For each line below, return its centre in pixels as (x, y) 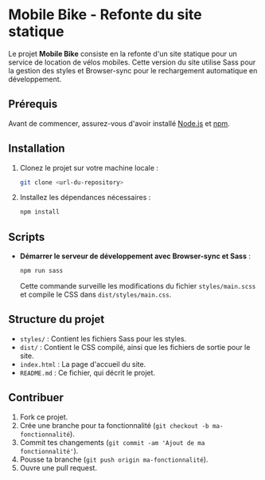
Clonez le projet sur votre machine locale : (89, 167)
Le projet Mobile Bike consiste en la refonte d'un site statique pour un (123, 53)
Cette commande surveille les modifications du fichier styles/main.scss (138, 286)
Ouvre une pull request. (58, 467)
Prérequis (33, 104)
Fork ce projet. (44, 417)
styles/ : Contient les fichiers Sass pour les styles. (103, 338)
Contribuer (36, 397)
